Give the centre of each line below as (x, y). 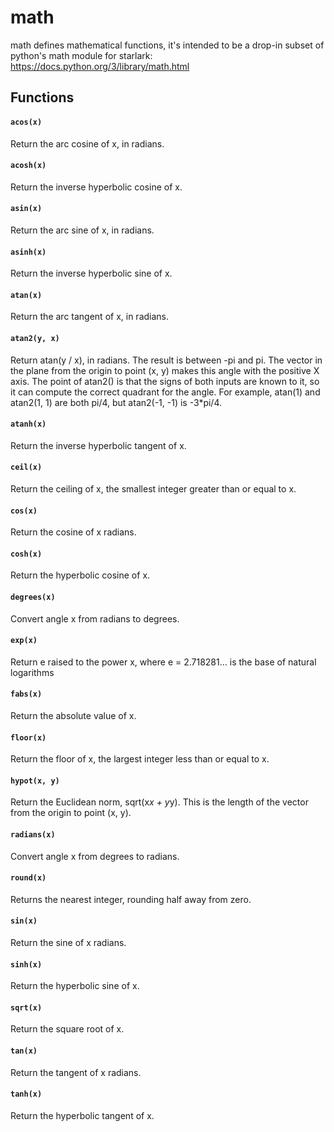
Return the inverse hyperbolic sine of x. (91, 273)
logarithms (32, 672)
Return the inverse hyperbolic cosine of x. (96, 187)
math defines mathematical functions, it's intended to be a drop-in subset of (167, 45)
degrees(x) (33, 597)
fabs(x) (26, 694)
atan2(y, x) (35, 338)
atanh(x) (28, 424)
